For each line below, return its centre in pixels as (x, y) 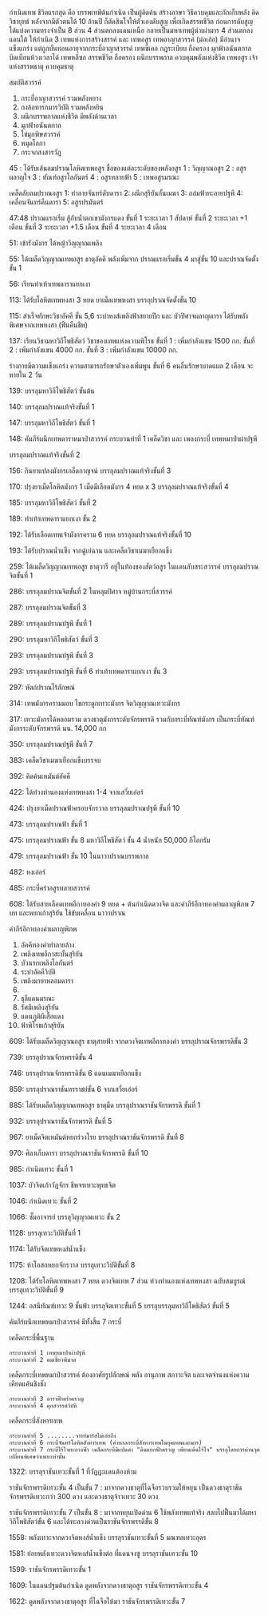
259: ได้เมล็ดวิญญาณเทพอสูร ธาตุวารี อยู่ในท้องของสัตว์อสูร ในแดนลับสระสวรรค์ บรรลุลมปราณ (134, 566)
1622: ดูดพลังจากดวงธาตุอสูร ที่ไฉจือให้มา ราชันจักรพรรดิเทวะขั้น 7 (97, 1601)
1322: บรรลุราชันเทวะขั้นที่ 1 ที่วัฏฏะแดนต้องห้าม (73, 1471)
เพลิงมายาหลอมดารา (47, 981)
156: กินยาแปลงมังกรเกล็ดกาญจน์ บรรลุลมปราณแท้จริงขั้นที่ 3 (90, 470)
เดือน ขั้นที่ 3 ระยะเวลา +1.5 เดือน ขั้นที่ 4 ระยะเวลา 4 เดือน (88, 227)
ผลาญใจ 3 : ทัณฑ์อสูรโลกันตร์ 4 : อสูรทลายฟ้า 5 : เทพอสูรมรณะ (95, 177)
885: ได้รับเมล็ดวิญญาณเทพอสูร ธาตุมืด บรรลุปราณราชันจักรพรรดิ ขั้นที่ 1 (105, 1105)
